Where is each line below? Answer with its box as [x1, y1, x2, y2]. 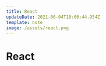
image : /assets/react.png [6, 25, 69, 31]
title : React [6, 8, 38, 15]
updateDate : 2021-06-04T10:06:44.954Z [6, 14, 100, 20]
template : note [6, 19, 43, 25]
